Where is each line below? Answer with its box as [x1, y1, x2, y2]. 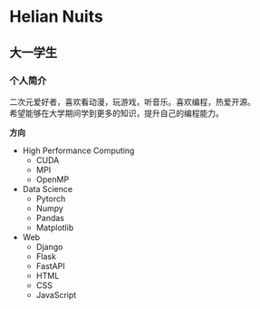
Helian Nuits [9, 6, 104, 27]
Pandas [35, 212, 65, 223]
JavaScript [35, 289, 77, 300]
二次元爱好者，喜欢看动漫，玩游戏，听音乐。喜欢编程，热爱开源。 [9, 96, 255, 107]
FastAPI [35, 260, 65, 271]
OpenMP [35, 174, 70, 185]
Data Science [22, 183, 73, 194]
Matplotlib [35, 222, 74, 233]
